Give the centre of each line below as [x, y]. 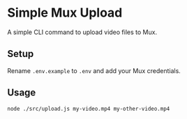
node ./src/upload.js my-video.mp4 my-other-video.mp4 [89, 109]
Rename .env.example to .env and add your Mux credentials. [94, 70]
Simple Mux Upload [65, 13]
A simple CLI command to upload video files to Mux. [82, 32]
